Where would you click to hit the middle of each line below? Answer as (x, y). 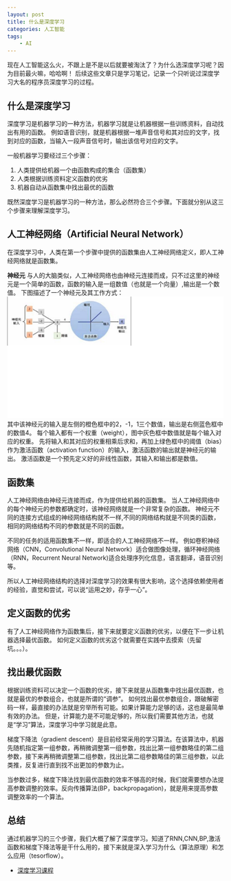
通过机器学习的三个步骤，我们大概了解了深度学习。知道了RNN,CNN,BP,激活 (114, 838)
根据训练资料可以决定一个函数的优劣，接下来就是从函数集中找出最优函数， (112, 690)
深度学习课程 (35, 870)
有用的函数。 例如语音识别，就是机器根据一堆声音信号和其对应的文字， (113, 132)
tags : (15, 36)
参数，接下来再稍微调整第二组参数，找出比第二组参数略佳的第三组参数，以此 (115, 756)
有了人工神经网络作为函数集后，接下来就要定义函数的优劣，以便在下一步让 (112, 631)
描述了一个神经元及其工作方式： (78, 292)
